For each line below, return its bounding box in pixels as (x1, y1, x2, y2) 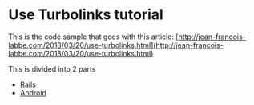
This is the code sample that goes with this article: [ (8, 32, 179, 41)
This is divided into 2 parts (8, 64, 96, 73)
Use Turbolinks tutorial (8, 6, 164, 24)
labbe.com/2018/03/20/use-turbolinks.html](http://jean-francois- (8, 40, 224, 49)
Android (19, 87, 46, 97)
